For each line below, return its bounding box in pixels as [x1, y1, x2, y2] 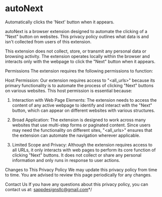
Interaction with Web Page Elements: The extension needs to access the [12, 97, 157, 103]
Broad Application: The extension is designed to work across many [12, 117, 146, 123]
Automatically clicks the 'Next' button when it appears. [5, 19, 114, 25]
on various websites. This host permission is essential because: [5, 88, 132, 93]
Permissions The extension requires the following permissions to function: [5, 68, 153, 73]
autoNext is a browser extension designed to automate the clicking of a [5, 28, 147, 34]
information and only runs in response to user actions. [12, 157, 120, 163]
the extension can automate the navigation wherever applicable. [12, 132, 141, 138]
